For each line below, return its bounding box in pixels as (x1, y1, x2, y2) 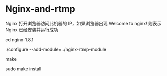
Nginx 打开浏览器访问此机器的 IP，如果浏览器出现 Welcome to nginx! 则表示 (5, 20, 162, 26)
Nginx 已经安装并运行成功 (5, 26, 59, 33)
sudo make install (5, 66, 42, 72)
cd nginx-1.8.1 (5, 36, 34, 43)
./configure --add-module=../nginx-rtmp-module (5, 46, 107, 52)
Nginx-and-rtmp (5, 3, 75, 15)
